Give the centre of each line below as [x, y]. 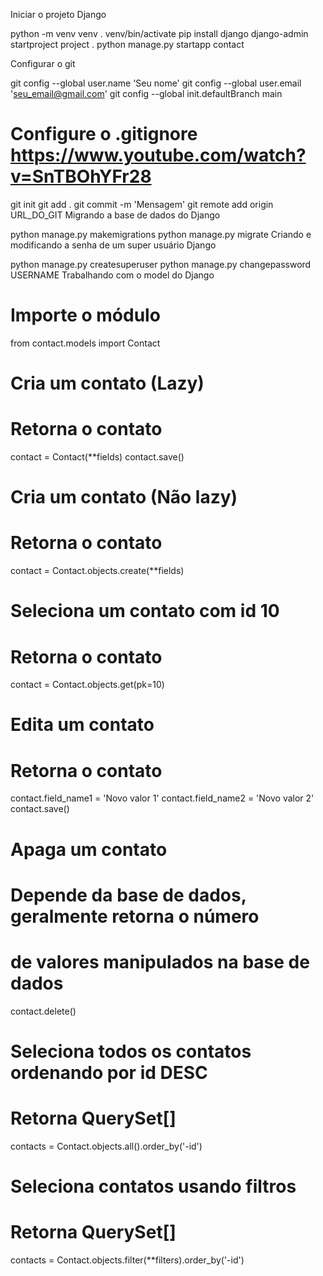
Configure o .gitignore [104, 134]
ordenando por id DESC [109, 1072]
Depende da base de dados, [128, 895]
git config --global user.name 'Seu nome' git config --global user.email [156, 83]
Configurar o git [43, 63]
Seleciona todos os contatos [131, 1051]
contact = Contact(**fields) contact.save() [97, 457]
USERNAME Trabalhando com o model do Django [112, 275]
